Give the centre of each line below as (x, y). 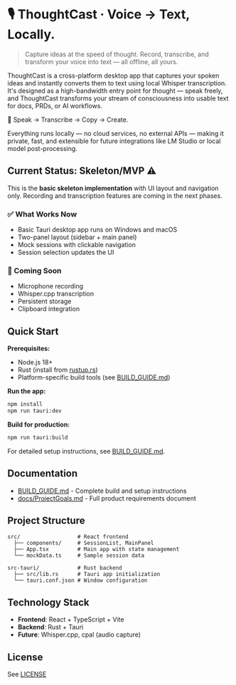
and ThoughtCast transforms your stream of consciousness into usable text (118, 98)
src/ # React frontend (68, 537)
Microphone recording (50, 286)
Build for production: (39, 424)
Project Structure (46, 520)
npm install (25, 404)
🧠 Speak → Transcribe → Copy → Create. (68, 120)
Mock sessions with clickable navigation (77, 245)
